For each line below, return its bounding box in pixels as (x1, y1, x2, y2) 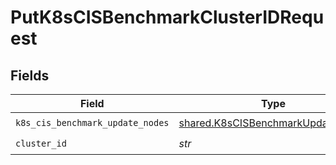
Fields (10, 67, 50, 84)
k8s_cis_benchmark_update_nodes (15, 117, 170, 128)
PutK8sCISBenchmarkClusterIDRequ (10, 6, 325, 29)
